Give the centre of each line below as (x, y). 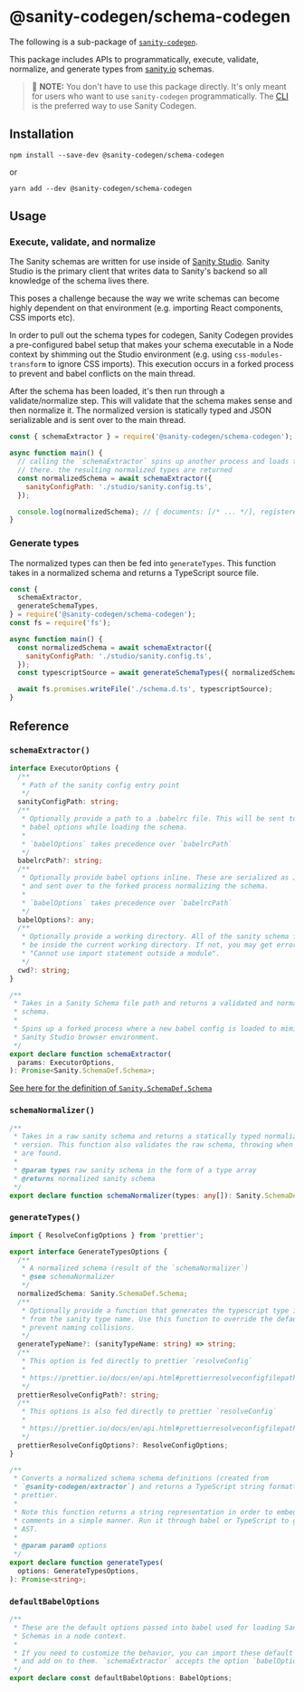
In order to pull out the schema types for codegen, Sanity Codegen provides (152, 335)
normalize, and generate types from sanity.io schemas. (112, 69)
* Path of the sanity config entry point (100, 785)
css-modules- (258, 355)
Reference (39, 726)
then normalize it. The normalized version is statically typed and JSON (141, 410)
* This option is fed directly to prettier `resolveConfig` (137, 1361)
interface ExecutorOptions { (64, 768)
